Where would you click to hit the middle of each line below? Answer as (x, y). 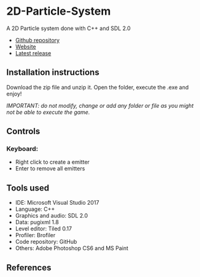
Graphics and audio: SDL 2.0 (52, 216)
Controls (23, 131)
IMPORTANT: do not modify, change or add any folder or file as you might (100, 105)
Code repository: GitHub (46, 242)
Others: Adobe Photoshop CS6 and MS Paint (72, 248)
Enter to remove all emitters (50, 169)
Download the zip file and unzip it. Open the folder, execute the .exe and (98, 87)
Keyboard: (22, 149)
